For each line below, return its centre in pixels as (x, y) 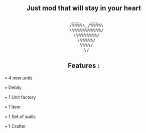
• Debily (13, 87)
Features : (84, 66)
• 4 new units (19, 77)
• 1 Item (13, 106)
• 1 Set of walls (20, 116)
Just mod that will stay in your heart (84, 8)
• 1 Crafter (15, 126)
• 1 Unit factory (20, 97)
